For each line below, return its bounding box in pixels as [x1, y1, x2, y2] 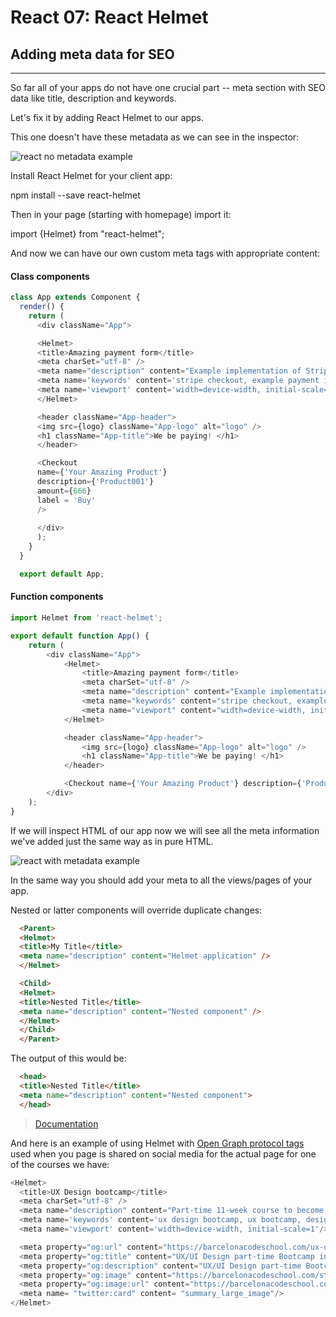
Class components [10, 270, 90, 282]
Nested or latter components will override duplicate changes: [10, 904, 263, 916]
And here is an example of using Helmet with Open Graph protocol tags [10, 1137, 305, 1149]
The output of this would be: [10, 1052, 127, 1065]
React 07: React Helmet [10, 6, 209, 29]
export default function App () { [10, 631, 150, 641]
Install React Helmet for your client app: [10, 170, 173, 181]
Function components [10, 591, 104, 603]
